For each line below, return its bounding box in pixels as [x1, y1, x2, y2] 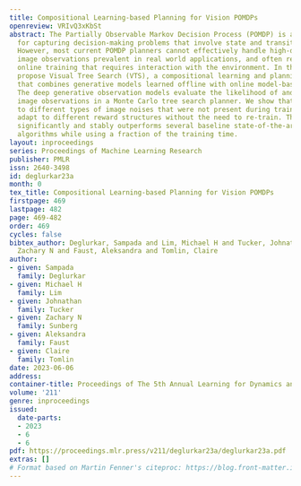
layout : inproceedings [9, 138, 94, 147]
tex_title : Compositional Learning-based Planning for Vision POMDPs [9, 188, 275, 197]
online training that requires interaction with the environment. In [17, 64, 282, 73]
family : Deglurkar [17, 272, 87, 281]
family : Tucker [17, 305, 74, 314]
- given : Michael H [9, 280, 82, 289]
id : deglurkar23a [9, 171, 74, 180]
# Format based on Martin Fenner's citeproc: [9, 464, 182, 473]
